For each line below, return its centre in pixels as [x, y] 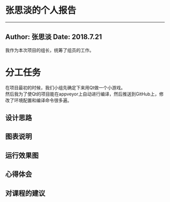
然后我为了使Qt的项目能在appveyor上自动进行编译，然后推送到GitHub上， [82, 94]
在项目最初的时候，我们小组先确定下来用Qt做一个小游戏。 [65, 87]
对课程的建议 [25, 193]
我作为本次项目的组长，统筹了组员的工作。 [50, 50]
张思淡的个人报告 [41, 10]
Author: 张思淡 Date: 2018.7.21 [54, 37]
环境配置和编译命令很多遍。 [43, 100]
